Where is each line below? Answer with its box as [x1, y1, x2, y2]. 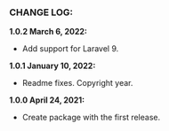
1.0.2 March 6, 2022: [9, 27, 87, 37]
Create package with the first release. [21, 112, 161, 123]
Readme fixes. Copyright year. [21, 78, 133, 89]
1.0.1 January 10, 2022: [9, 60, 96, 72]
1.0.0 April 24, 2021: [9, 95, 85, 105]
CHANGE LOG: [9, 6, 74, 19]
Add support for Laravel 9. [21, 43, 119, 54]
